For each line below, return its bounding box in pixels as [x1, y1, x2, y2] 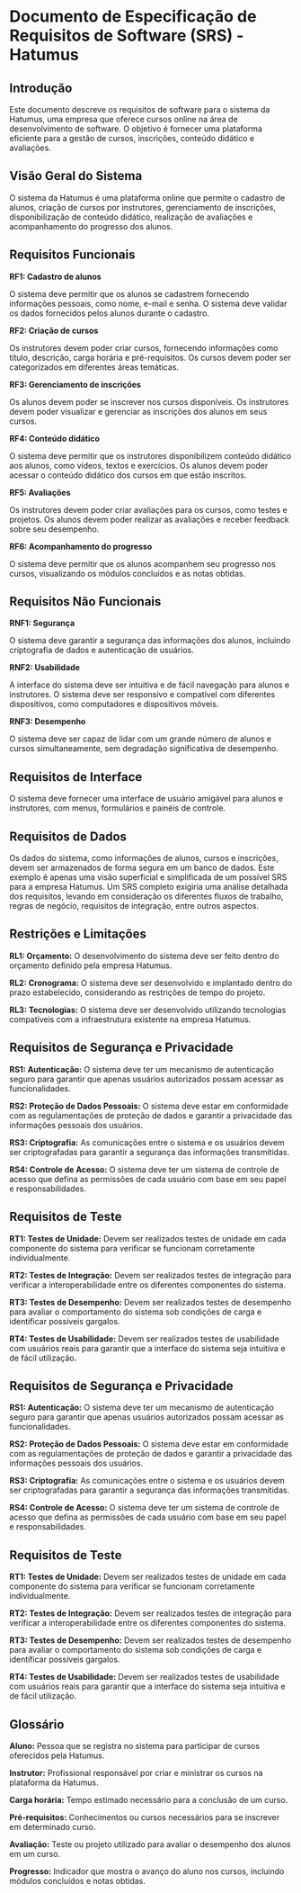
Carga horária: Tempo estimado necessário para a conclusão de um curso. [9, 1794, 288, 1805]
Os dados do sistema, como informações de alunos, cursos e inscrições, [9, 853, 279, 864]
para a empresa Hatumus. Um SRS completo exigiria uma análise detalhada [9, 882, 289, 893]
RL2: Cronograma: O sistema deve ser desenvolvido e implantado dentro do [9, 977, 293, 988]
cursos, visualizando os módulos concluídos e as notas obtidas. [9, 568, 245, 579]
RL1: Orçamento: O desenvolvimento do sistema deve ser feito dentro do [9, 950, 280, 961]
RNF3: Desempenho [9, 716, 86, 727]
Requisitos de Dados [9, 829, 128, 844]
